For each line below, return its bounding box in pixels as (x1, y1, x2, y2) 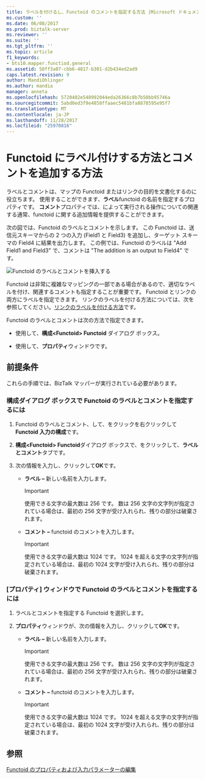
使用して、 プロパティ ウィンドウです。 (15, 342, 111, 350)
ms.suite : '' (6, 37, 40, 43)
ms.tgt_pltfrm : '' (6, 43, 53, 50)
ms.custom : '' (6, 15, 43, 21)
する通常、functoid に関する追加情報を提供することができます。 (6, 211, 168, 218)
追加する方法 (38, 167, 103, 181)
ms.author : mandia (6, 83, 53, 89)
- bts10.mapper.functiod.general (6, 60, 92, 66)
